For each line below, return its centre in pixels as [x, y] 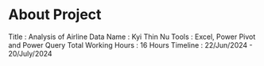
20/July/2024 [31, 53]
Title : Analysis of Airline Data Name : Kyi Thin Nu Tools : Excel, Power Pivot [132, 37]
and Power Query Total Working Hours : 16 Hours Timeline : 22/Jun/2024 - [130, 45]
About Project [55, 15]
